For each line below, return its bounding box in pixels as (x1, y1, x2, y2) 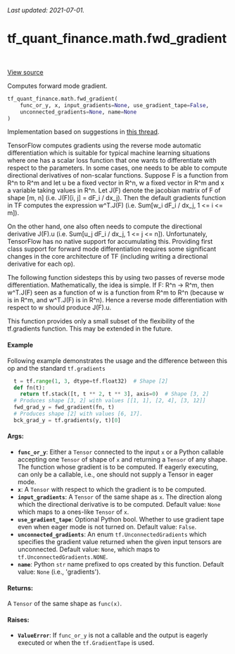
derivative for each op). (7, 260, 75, 269)
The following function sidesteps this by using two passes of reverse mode (7, 273, 225, 282)
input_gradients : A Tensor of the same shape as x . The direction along (17, 493, 222, 501)
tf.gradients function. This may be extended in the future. (7, 324, 173, 333)
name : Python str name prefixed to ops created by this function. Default (17, 560, 224, 568)
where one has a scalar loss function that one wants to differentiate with (7, 156, 217, 165)
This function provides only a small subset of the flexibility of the (7, 317, 195, 326)
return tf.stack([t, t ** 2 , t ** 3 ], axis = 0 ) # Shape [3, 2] (20, 390, 210, 397)
